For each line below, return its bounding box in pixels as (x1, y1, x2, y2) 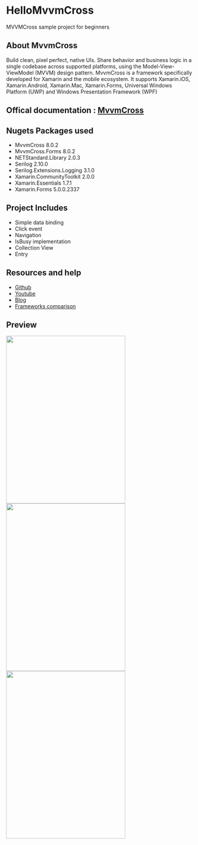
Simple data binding (14, 219, 64, 226)
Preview (6, 319, 37, 330)
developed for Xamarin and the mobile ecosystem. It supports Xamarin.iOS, (6, 75, 191, 82)
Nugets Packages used (6, 126, 94, 136)
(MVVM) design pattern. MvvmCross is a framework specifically (34, 69, 192, 76)
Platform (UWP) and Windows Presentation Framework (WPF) (6, 88, 158, 95)
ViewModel (6, 69, 34, 76)
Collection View (14, 244, 54, 251)
